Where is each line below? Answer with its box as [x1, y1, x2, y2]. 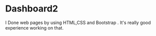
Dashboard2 [5, 3, 58, 14]
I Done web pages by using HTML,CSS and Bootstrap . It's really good [5, 19, 151, 25]
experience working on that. [5, 24, 64, 30]
